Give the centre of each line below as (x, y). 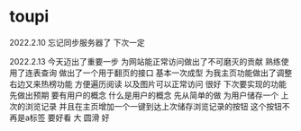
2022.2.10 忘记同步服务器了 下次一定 (78, 42)
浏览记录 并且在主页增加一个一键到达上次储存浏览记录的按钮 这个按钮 (153, 106)
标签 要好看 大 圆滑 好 (69, 118)
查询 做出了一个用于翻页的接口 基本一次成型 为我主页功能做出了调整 (166, 73)
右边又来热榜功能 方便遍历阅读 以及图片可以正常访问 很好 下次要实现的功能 (148, 83)
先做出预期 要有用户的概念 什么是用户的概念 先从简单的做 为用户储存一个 (144, 95)
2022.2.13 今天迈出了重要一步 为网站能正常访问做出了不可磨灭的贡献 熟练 (145, 61)
